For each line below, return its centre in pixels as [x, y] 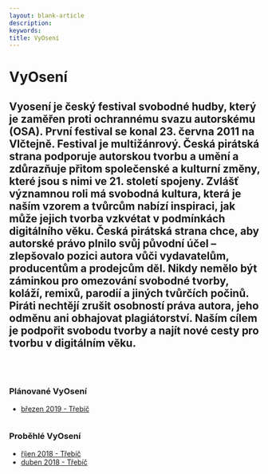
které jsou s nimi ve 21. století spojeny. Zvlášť [124, 181]
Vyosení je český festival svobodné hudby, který [133, 106]
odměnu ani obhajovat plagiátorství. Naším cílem [133, 318]
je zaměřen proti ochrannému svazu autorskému [132, 119]
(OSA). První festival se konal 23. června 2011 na [132, 131]
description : [31, 23]
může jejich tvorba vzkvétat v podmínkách [117, 219]
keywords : [26, 30]
